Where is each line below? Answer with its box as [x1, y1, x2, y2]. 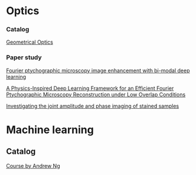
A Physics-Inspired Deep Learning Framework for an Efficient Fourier [6, 85, 174, 92]
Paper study [6, 53, 43, 61]
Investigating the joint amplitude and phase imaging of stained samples [6, 102, 179, 109]
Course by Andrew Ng [6, 162, 60, 169]
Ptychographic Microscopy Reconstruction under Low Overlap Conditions [6, 90, 186, 98]
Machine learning [6, 123, 94, 137]
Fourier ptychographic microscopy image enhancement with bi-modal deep [6, 67, 190, 74]
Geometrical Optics [6, 38, 53, 46]
